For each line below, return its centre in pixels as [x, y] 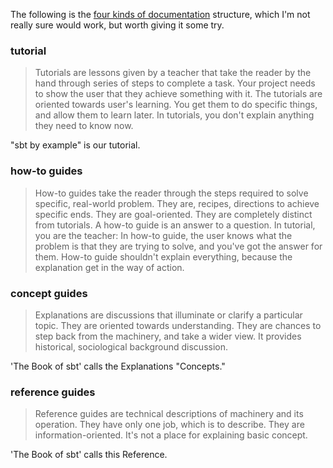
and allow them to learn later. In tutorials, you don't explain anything [174, 115]
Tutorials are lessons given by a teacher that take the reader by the [173, 73]
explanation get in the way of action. [109, 267]
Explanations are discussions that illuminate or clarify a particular [168, 315]
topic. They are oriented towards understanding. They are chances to [178, 325]
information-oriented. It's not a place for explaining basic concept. [171, 435]
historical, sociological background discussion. [131, 346]
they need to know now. [84, 126]
